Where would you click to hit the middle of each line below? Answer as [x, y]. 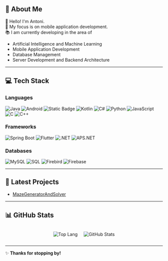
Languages [19, 98]
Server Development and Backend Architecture [61, 60]
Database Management [36, 54]
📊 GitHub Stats [29, 215]
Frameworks [21, 127]
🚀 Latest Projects [32, 182]
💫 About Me [24, 9]
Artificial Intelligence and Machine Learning [57, 44]
